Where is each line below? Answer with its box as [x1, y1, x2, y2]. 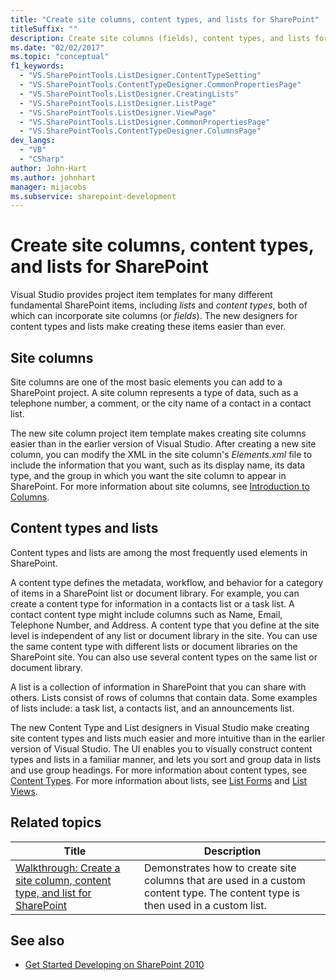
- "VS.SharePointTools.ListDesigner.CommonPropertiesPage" [19, 117, 271, 127]
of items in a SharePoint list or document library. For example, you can [10, 587, 300, 599]
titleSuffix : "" [10, 24, 78, 34]
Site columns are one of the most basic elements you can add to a [10, 376, 283, 388]
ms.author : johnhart [10, 172, 97, 183]
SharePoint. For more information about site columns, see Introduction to [10, 481, 310, 492]
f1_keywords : [10, 61, 65, 71]
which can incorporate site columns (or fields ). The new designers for [10, 310, 298, 322]
